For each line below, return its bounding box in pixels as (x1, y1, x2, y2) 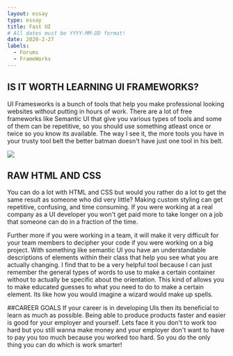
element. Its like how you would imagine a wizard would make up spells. (7, 290, 214, 299)
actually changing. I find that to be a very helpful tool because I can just (7, 261, 212, 269)
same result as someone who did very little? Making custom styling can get (7, 195, 223, 204)
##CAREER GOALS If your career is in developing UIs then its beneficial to (7, 304, 219, 312)
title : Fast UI (7, 23, 51, 30)
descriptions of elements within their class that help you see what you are (7, 253, 218, 261)
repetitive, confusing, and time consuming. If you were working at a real (7, 203, 214, 211)
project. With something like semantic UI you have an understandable (7, 246, 207, 254)
